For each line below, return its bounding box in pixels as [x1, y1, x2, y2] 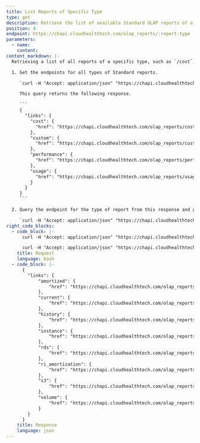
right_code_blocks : [6, 223, 55, 229]
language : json [17, 427, 55, 434]
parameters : [6, 36, 36, 42]
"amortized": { [37, 278, 76, 284]
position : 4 [6, 25, 36, 32]
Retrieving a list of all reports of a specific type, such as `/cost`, [11, 58, 196, 64]
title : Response [17, 422, 58, 428]
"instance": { [37, 328, 73, 334]
